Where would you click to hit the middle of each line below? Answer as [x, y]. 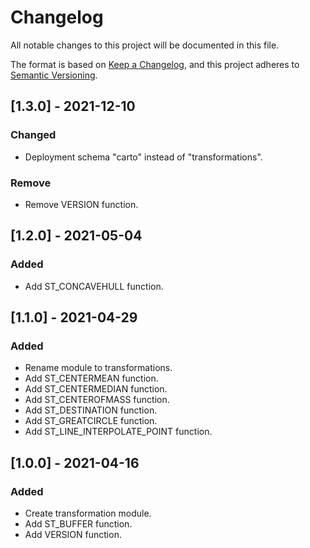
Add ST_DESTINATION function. [91, 410]
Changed [33, 135]
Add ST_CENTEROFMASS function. [97, 400]
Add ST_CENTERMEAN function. [91, 378]
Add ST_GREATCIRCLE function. [91, 421]
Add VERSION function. [73, 534]
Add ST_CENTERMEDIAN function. [96, 389]
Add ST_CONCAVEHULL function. [94, 286]
